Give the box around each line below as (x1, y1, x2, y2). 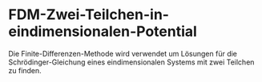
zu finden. (8, 65, 42, 75)
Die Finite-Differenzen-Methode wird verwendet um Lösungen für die (8, 49, 238, 58)
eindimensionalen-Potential (8, 22, 198, 41)
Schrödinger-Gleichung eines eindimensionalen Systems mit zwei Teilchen (8, 57, 255, 67)
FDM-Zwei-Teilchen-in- (8, 6, 170, 24)
